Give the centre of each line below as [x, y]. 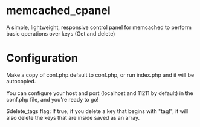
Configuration [42, 58]
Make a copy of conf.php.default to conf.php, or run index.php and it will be [100, 75]
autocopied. [21, 81]
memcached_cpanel [58, 11]
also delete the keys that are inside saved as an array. [73, 117]
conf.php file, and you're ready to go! [53, 99]
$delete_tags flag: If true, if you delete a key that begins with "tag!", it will [97, 111]
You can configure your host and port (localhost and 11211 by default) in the [100, 93]
